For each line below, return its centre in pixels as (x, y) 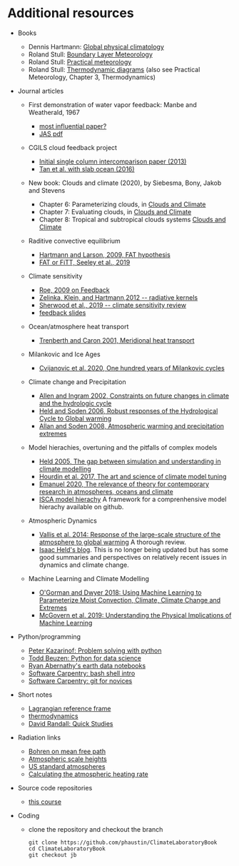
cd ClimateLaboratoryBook (67, 849)
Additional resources (71, 13)
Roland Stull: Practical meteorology (80, 61)
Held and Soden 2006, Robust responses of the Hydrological (128, 411)
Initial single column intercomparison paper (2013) (113, 161)
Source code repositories (55, 787)
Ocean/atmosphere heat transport (78, 326)
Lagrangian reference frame (70, 708)
